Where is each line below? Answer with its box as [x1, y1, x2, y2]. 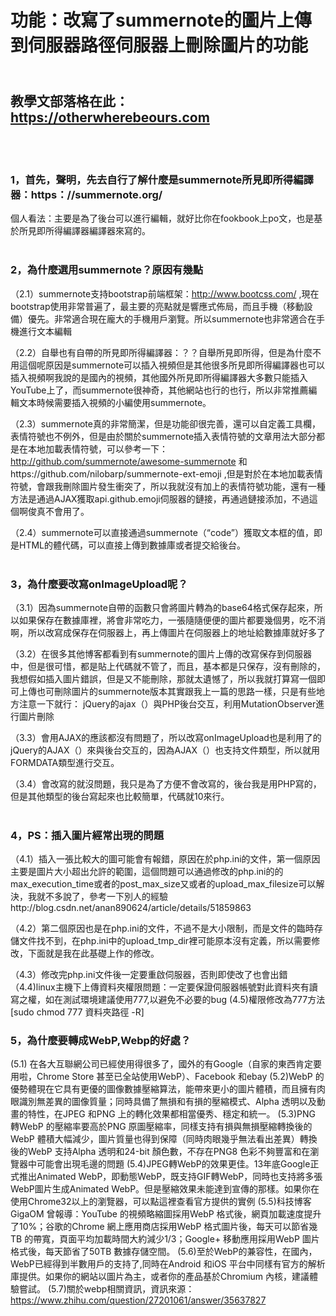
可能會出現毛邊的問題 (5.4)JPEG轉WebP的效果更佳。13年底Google [36, 1158, 311, 1170]
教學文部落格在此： [10, 92, 129, 110]
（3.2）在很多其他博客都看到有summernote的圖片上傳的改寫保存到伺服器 [10, 647, 313, 660]
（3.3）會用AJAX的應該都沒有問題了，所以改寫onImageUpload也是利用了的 [10, 731, 322, 743]
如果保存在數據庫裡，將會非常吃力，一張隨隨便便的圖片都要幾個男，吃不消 [18, 614, 326, 626]
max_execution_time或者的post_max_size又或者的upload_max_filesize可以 [10, 878, 317, 890]
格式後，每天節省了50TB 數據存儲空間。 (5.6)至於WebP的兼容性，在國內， [10, 1246, 318, 1258]
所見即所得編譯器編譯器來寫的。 [18, 225, 151, 237]
